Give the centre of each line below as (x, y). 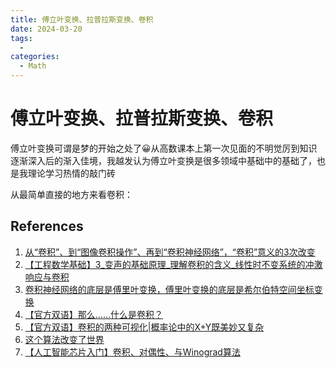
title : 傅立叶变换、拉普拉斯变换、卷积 (82, 19)
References (47, 226)
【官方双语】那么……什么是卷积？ (93, 314)
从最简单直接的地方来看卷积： (71, 194)
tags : (21, 38)
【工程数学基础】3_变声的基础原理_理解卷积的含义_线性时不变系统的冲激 (173, 264)
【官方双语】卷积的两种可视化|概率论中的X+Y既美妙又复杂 (144, 327)
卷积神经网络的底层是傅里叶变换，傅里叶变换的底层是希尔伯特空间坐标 (169, 289)
